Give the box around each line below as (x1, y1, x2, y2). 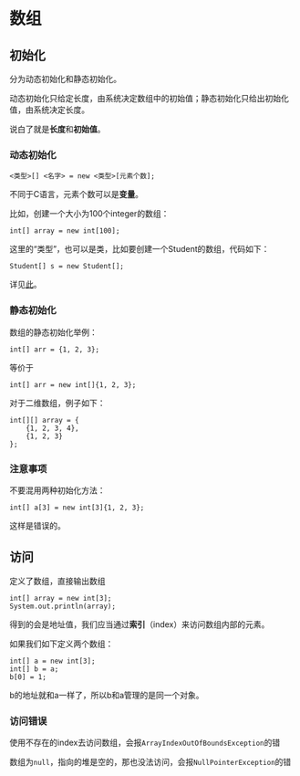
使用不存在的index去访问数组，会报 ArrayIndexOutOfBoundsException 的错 (9, 737, 281, 748)
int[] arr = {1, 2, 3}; (9, 344, 100, 354)
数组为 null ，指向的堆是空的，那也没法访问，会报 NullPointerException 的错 (9, 757, 292, 767)
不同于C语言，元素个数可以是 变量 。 (9, 189, 144, 200)
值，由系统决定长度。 (9, 104, 89, 115)
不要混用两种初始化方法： (9, 485, 106, 496)
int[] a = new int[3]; (9, 656, 96, 666)
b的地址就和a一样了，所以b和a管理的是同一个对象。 (9, 689, 204, 700)
